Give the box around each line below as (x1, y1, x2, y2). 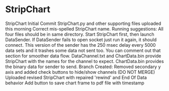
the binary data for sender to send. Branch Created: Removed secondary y (5, 64, 161, 70)
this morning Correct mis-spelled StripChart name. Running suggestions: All (5, 25, 163, 32)
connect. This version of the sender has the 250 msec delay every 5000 (5, 42, 156, 48)
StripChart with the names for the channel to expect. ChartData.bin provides (5, 58, 164, 64)
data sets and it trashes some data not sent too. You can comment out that (5, 47, 161, 53)
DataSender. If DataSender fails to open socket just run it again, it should (5, 37, 157, 43)
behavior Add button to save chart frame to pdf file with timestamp (5, 80, 144, 86)
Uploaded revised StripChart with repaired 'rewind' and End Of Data (5, 74, 147, 80)
